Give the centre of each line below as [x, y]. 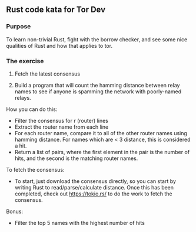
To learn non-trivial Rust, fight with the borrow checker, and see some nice [97, 39]
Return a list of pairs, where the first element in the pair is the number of [102, 152]
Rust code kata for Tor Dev [56, 10]
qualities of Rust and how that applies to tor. [59, 45]
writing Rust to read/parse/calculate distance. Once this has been [94, 187]
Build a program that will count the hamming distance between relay [97, 85]
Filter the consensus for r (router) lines [62, 120]
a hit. [21, 146]
